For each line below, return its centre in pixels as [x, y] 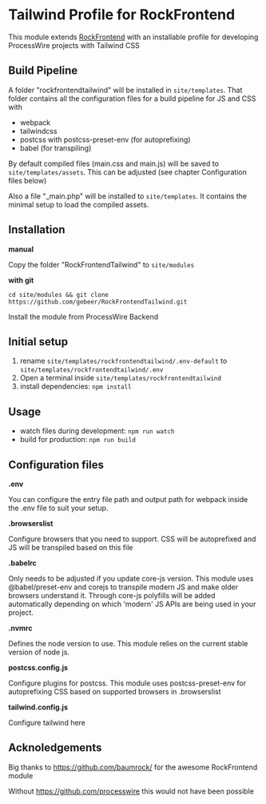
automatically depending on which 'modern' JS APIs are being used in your [132, 604]
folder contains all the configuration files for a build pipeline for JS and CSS [132, 98]
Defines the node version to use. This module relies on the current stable [128, 643]
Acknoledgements [55, 748]
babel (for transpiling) [56, 148]
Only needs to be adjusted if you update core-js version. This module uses [131, 579]
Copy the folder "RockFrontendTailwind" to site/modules [101, 264]
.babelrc [23, 563]
